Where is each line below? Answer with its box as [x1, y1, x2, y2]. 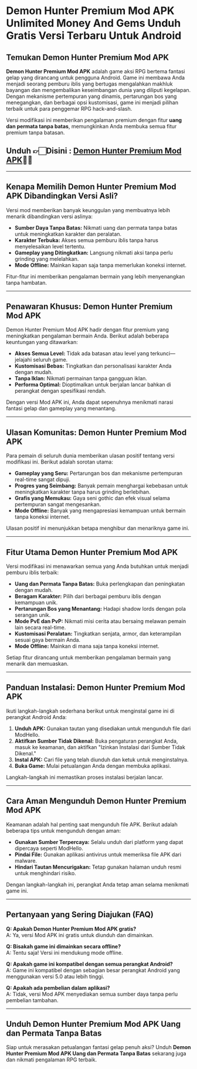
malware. [14, 857, 37, 864]
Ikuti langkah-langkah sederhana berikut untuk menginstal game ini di [6, 707, 175, 714]
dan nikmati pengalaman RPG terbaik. [6, 1056, 97, 1063]
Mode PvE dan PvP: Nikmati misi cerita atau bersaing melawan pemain [14, 618, 186, 625]
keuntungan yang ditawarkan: [6, 339, 78, 346]
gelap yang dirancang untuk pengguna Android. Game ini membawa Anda [6, 74, 185, 81]
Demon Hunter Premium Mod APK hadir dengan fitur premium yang [6, 326, 169, 333]
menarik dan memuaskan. [6, 661, 69, 668]
